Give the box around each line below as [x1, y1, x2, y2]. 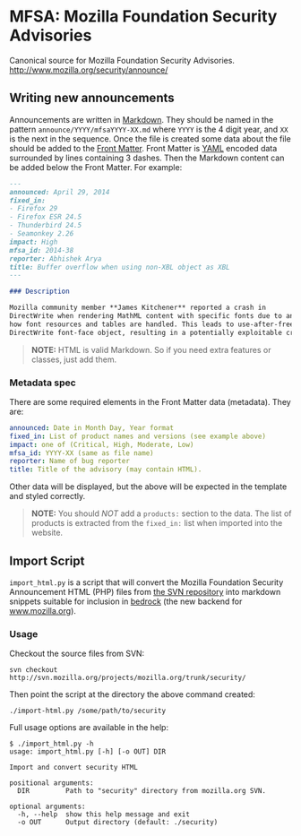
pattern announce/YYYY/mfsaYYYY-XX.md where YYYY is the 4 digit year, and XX [9, 124, 288, 134]
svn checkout [9, 666, 58, 675]
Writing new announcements [9, 90, 175, 106]
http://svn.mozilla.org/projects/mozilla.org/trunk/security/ [9, 674, 246, 683]
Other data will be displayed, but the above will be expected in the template [9, 481, 288, 492]
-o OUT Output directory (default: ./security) [17, 818, 219, 827]
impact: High [9, 237, 58, 246]
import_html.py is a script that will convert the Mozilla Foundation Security [9, 576, 284, 588]
